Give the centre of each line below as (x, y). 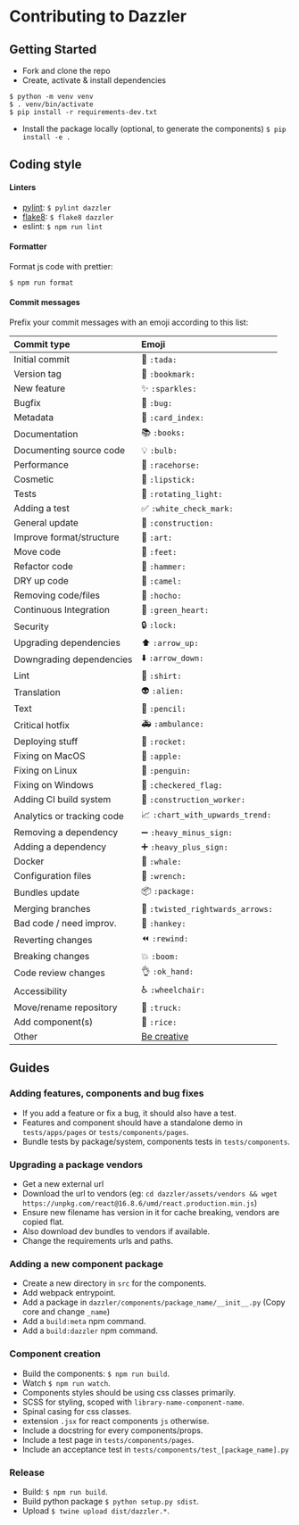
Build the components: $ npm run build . (96, 1373)
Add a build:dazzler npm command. (90, 1330)
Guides (30, 1068)
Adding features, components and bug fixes (107, 1093)
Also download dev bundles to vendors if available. (116, 1231)
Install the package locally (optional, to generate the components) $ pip (154, 128)
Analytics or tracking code (69, 816)
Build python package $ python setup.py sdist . (110, 1501)
